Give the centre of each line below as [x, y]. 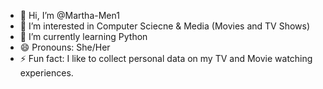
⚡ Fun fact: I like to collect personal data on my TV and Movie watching [166, 58]
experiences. [46, 73]
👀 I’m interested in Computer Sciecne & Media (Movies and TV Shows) [165, 26]
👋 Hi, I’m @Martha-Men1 [69, 15]
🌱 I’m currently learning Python [83, 36]
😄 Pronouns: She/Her [65, 47]
